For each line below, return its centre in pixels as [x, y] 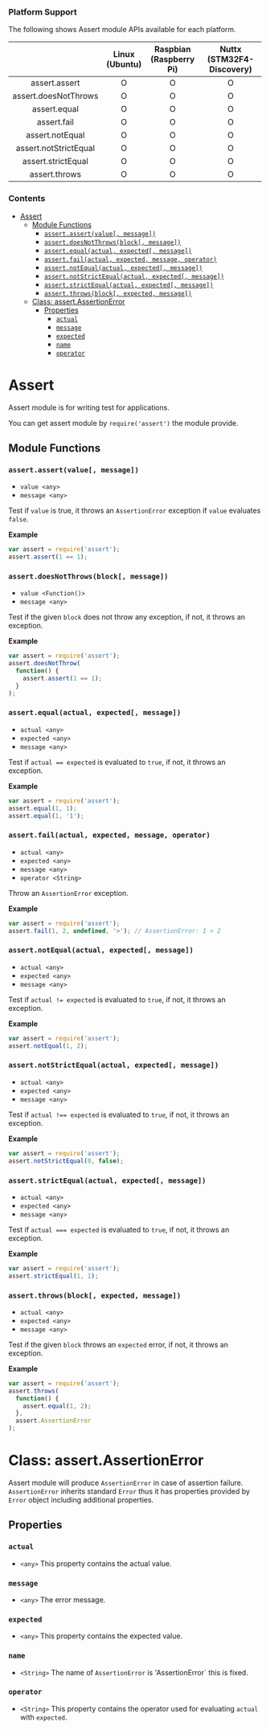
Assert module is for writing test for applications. [89, 407]
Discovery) [231, 69]
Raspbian [172, 49]
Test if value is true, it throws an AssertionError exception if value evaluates [135, 511]
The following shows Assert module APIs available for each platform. [122, 30]
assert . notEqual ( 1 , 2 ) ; [48, 1046]
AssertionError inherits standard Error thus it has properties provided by [129, 1491]
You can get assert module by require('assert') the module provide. [123, 423]
